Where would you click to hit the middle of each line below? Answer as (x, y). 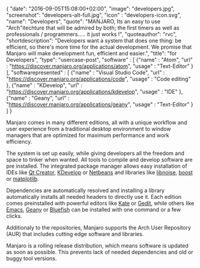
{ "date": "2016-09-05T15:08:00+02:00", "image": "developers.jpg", (91, 9)
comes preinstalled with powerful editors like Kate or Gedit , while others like (100, 203)
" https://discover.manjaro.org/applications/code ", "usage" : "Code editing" (98, 79)
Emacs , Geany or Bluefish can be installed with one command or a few (94, 209)
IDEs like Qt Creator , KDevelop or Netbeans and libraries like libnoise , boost (100, 172)
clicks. (14, 216)
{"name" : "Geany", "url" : (38, 98)
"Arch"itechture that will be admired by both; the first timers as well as (93, 28)
